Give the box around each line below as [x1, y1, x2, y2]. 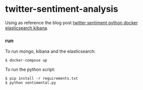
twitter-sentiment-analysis [5, 3, 118, 15]
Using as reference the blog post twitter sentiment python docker [5, 20, 138, 26]
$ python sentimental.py [5, 80, 56, 86]
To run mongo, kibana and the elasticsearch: [5, 48, 96, 55]
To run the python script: [5, 66, 56, 72]
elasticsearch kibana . [5, 25, 48, 30]
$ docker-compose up [5, 58, 48, 63]
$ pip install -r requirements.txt [5, 76, 78, 81]
